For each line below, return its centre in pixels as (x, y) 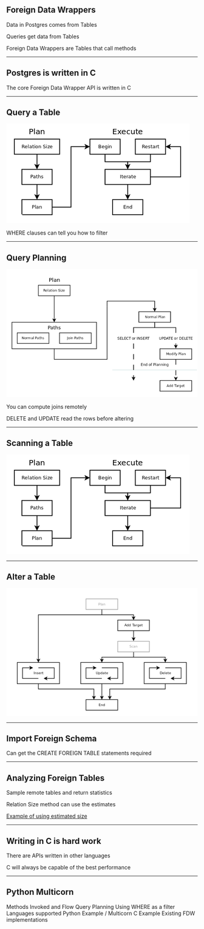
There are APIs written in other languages (58, 855)
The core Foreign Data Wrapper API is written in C (69, 87)
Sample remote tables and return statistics (59, 793)
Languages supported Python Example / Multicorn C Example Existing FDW (101, 913)
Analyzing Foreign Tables (56, 778)
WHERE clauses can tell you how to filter (57, 233)
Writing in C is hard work (54, 841)
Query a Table (33, 113)
